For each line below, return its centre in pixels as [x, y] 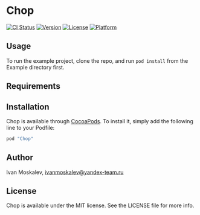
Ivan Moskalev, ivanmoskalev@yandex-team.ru [65, 172]
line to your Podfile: [31, 127]
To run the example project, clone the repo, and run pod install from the [97, 60]
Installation [28, 107]
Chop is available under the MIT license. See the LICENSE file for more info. [100, 205]
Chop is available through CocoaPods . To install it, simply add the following [100, 121]
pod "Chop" [20, 139]
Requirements [33, 86]
